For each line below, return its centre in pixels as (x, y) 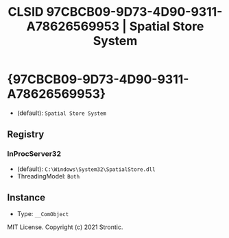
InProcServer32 (34, 154)
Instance (26, 198)
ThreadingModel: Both (48, 176)
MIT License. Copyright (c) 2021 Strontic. (65, 227)
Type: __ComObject (43, 214)
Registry (26, 134)
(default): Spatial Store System (62, 113)
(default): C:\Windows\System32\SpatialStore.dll (86, 169)
